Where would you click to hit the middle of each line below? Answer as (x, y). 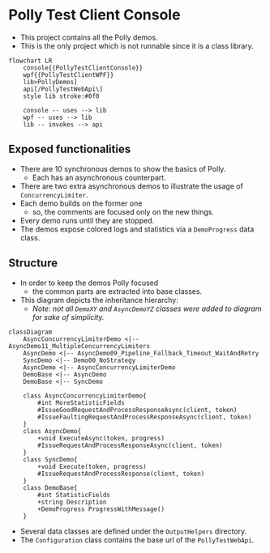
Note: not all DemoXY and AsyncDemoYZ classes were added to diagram (147, 308)
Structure (33, 264)
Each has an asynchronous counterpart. (99, 177)
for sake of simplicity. (68, 317)
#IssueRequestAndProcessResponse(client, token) (121, 474)
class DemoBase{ (51, 487)
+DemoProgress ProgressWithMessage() (101, 509)
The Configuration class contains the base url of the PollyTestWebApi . (137, 539)
